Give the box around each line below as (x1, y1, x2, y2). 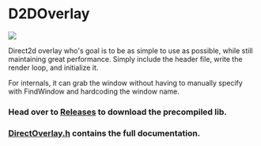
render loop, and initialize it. (8, 63, 99, 72)
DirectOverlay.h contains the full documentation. (8, 128, 201, 139)
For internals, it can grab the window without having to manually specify (8, 78, 243, 87)
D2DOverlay (8, 5, 90, 23)
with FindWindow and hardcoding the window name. (8, 86, 180, 96)
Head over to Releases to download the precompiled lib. (8, 106, 227, 117)
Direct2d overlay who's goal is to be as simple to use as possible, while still (8, 45, 253, 56)
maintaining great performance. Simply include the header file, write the (8, 54, 243, 63)
